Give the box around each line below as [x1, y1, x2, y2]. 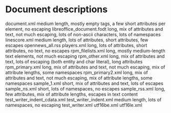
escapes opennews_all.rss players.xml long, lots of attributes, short [5, 42, 147, 48]
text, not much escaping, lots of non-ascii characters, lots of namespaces [5, 31, 161, 37]
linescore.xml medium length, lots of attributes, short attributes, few [5, 37, 148, 43]
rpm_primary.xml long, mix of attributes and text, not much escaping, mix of [5, 64, 165, 70]
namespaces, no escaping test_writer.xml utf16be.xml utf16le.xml [5, 102, 142, 108]
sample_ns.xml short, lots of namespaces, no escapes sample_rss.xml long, [5, 85, 165, 92]
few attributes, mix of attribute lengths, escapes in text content [5, 91, 138, 97]
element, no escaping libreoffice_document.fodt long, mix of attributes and [5, 26, 163, 32]
